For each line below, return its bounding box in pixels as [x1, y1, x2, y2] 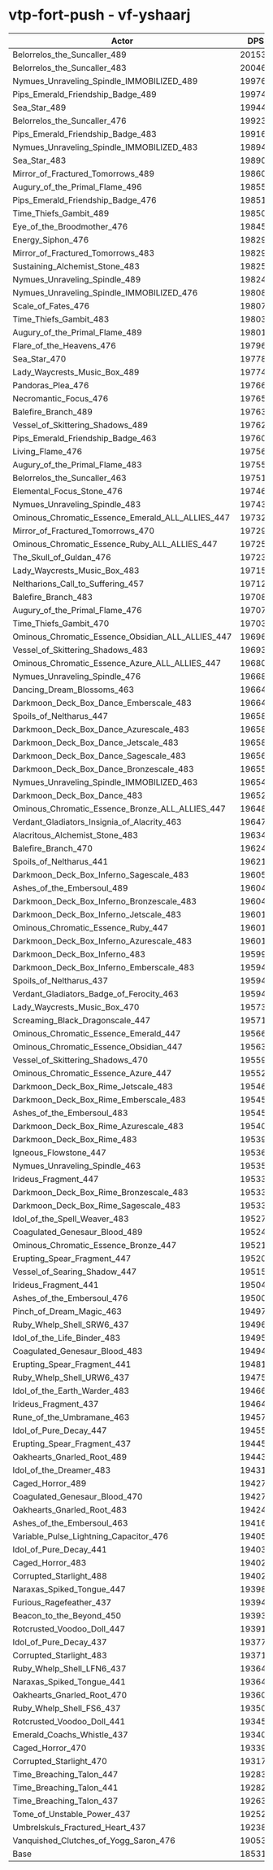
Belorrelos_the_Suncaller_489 [12, 49, 128, 60]
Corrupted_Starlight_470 [12, 1755, 107, 1767]
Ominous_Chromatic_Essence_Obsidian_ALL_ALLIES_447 [12, 631, 232, 642]
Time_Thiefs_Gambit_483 [12, 313, 110, 325]
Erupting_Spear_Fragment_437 [12, 1438, 132, 1449]
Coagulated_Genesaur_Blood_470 [12, 1491, 143, 1502]
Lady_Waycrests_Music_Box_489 [12, 366, 140, 378]
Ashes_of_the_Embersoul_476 [12, 1292, 128, 1303]
